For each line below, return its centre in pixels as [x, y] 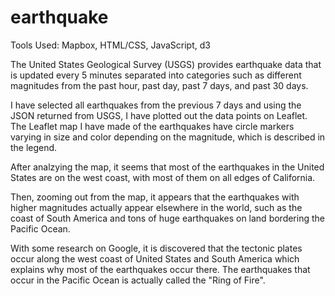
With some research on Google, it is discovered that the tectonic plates [156, 248]
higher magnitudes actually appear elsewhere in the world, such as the [156, 207]
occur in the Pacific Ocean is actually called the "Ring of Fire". [138, 280]
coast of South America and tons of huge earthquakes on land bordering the [167, 218]
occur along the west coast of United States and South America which [155, 258]
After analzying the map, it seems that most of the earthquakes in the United [167, 167]
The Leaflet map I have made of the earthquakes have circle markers [152, 126]
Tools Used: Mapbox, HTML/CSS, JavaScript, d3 [110, 45]
